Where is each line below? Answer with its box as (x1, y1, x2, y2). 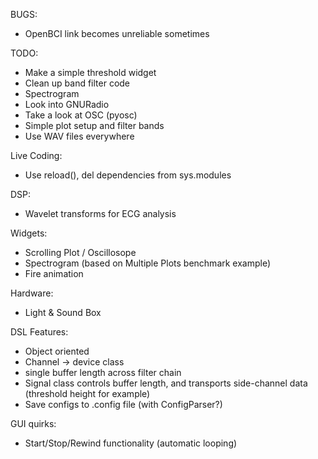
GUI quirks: (10, 418, 57, 429)
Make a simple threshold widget (24, 67, 157, 78)
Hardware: (10, 287, 54, 299)
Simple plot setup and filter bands (24, 120, 165, 131)
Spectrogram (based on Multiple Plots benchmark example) (24, 257, 272, 269)
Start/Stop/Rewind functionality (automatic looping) (24, 437, 238, 449)
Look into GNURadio (24, 99, 110, 110)
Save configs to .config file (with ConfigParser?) (24, 399, 223, 410)
